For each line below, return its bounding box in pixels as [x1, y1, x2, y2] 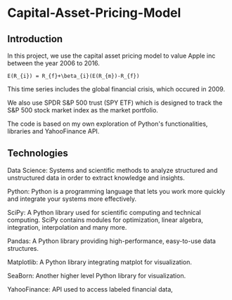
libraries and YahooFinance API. [7, 127, 100, 135]
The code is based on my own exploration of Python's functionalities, [7, 119, 208, 128]
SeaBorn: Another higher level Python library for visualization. [7, 271, 186, 280]
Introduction [7, 33, 63, 45]
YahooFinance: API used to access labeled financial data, [7, 285, 174, 293]
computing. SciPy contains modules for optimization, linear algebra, [7, 216, 204, 224]
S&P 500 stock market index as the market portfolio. [7, 106, 158, 114]
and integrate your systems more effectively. [7, 195, 137, 203]
